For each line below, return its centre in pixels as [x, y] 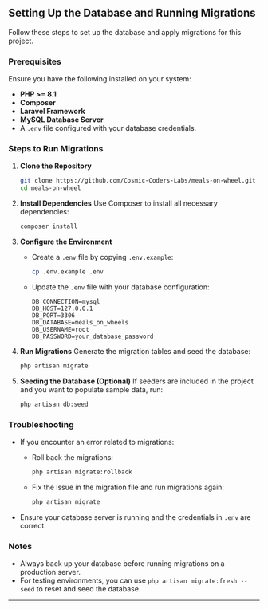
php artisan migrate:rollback [82, 472]
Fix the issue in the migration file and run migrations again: [128, 487]
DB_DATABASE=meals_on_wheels [80, 322]
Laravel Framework [52, 112]
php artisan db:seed [54, 404]
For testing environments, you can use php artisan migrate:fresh [128, 580]
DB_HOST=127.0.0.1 [62, 308]
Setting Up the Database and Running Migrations [132, 13]
